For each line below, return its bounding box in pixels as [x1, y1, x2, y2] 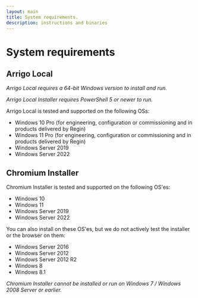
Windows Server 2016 [14, 243, 70, 251]
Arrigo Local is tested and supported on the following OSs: [6, 107, 150, 115]
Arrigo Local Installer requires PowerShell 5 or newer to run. [6, 96, 153, 103]
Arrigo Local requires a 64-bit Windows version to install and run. [6, 84, 168, 92]
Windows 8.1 [14, 268, 46, 276]
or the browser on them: [6, 232, 65, 239]
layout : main [6, 8, 39, 15]
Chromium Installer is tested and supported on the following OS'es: [6, 183, 171, 191]
